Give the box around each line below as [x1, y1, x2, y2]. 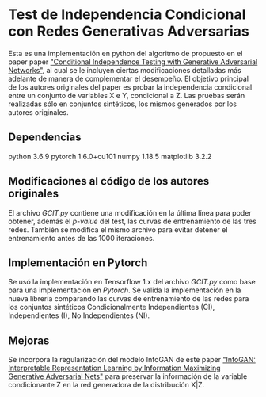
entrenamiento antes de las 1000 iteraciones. [8, 233, 155, 242]
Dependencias [8, 131, 82, 144]
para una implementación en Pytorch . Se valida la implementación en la [8, 285, 241, 295]
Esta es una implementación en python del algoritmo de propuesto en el [8, 48, 243, 58]
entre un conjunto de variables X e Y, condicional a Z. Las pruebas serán [8, 90, 245, 100]
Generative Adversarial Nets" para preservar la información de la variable [8, 372, 248, 381]
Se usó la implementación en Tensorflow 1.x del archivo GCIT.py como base [8, 277, 256, 287]
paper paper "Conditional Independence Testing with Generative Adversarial [8, 57, 258, 67]
